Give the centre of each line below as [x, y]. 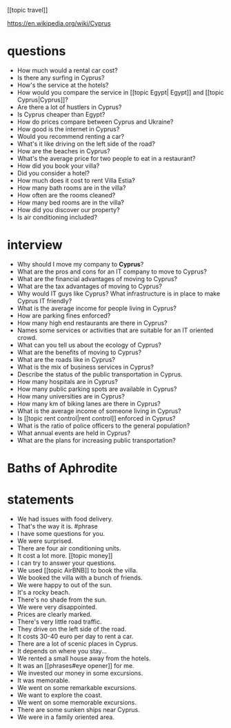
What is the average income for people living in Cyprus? [97, 308]
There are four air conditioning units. [69, 548]
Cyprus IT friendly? [44, 300]
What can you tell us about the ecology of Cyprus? [89, 345]
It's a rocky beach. [43, 592]
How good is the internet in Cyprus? [68, 129]
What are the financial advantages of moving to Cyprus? [97, 278]
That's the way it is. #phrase [58, 526]
